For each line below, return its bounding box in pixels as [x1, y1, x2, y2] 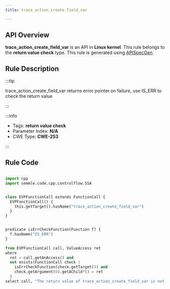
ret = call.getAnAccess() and [10, 255, 74, 260]
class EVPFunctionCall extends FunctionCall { [5, 194, 106, 199]
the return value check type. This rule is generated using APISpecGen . [5, 49, 154, 56]
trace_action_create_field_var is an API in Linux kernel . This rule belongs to [5, 44, 165, 50]
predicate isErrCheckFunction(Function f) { [5, 227, 101, 232]
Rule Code [5, 158, 39, 167]
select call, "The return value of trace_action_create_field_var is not [5, 278, 165, 284]
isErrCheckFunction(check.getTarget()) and [14, 265, 108, 270]
